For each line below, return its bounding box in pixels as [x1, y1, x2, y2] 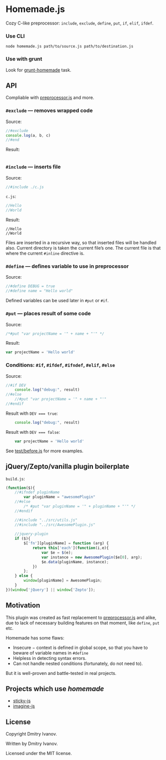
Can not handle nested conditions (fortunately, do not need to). [12, 660, 143, 666]
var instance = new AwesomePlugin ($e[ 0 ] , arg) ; [41, 554, 142, 560]
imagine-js [12, 703, 35, 709]
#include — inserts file [5, 164, 61, 171]
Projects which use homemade [5, 684, 104, 693]
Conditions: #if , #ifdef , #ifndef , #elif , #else [5, 362, 115, 369]
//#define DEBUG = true [5, 284, 55, 289]
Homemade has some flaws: [5, 634, 64, 641]
